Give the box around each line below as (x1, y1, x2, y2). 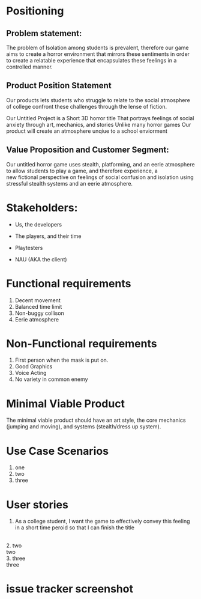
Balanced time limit (14, 303, 62, 310)
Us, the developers (14, 220, 62, 228)
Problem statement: (6, 28, 82, 38)
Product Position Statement (6, 81, 112, 91)
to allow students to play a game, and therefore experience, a (6, 167, 158, 174)
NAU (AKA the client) (14, 255, 67, 263)
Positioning (6, 4, 64, 18)
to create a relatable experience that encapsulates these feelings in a (6, 57, 177, 64)
